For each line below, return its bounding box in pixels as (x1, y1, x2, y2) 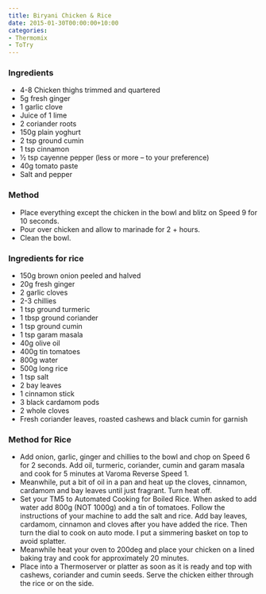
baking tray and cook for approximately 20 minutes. (19, 553, 189, 563)
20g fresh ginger (19, 280, 75, 289)
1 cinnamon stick (19, 389, 75, 399)
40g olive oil (19, 338, 61, 348)
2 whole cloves (19, 406, 70, 415)
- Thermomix (8, 33, 48, 42)
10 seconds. (19, 216, 60, 226)
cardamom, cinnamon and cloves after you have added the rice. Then (19, 519, 248, 529)
